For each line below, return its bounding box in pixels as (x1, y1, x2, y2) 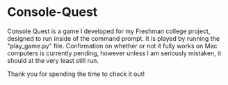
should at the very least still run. (7, 56, 99, 64)
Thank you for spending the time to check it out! (7, 70, 145, 78)
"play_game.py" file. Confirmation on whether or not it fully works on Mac (7, 41, 218, 50)
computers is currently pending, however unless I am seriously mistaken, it (7, 49, 222, 57)
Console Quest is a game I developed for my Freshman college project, (7, 27, 211, 35)
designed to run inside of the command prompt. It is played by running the (7, 34, 220, 42)
